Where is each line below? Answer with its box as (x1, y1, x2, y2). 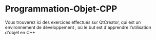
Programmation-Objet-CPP (5, 3, 117, 14)
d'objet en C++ (5, 29, 36, 35)
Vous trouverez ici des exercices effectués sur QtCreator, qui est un (5, 19, 141, 25)
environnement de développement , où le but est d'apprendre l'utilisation (5, 24, 152, 30)
